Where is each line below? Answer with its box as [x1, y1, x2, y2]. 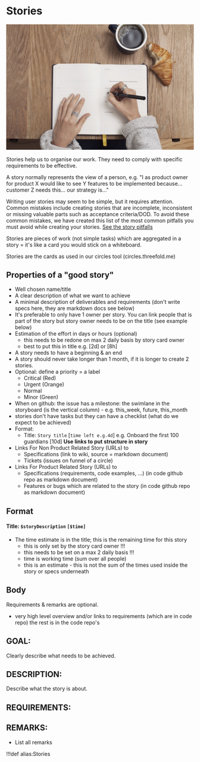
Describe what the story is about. [6, 685, 88, 692]
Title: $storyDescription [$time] [6, 523, 86, 530]
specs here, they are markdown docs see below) [14, 305, 135, 312]
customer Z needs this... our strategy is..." [6, 186, 109, 193]
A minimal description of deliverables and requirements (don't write [14, 299, 180, 306]
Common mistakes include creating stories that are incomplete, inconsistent [6, 204, 192, 211]
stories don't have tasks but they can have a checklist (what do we [14, 413, 179, 420]
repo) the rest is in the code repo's [14, 619, 100, 626]
